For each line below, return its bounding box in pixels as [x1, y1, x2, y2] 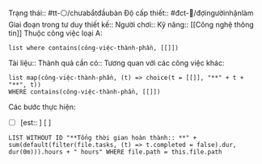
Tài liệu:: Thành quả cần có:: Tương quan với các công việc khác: [8, 58, 225, 68]
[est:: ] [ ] [19, 118, 52, 127]
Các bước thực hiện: [8, 102, 76, 111]
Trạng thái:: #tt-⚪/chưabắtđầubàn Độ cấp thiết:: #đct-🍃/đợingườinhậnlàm [8, 8, 254, 18]
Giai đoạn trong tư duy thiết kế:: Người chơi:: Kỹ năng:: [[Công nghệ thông [8, 20, 254, 29]
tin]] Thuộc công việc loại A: [8, 28, 103, 38]
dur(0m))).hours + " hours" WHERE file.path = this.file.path [8, 148, 222, 157]
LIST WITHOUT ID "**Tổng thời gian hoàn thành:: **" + [8, 134, 197, 142]
